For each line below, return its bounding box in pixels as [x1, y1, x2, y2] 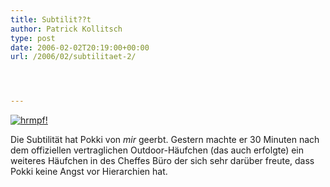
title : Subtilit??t [10, 14, 92, 25]
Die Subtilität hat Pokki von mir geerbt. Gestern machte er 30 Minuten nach [10, 134, 320, 146]
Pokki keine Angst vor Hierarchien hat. [10, 166, 168, 178]
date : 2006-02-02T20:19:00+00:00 [10, 42, 150, 53]
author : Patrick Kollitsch [10, 24, 123, 34]
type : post [10, 33, 56, 43]
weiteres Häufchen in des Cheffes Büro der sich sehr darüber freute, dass [10, 155, 315, 167]
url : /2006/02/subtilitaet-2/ [10, 52, 137, 62]
